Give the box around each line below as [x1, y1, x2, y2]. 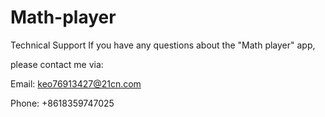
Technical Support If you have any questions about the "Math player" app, [10, 39, 316, 51]
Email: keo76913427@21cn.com [10, 77, 142, 90]
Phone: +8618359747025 [10, 97, 115, 109]
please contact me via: [10, 58, 104, 70]
